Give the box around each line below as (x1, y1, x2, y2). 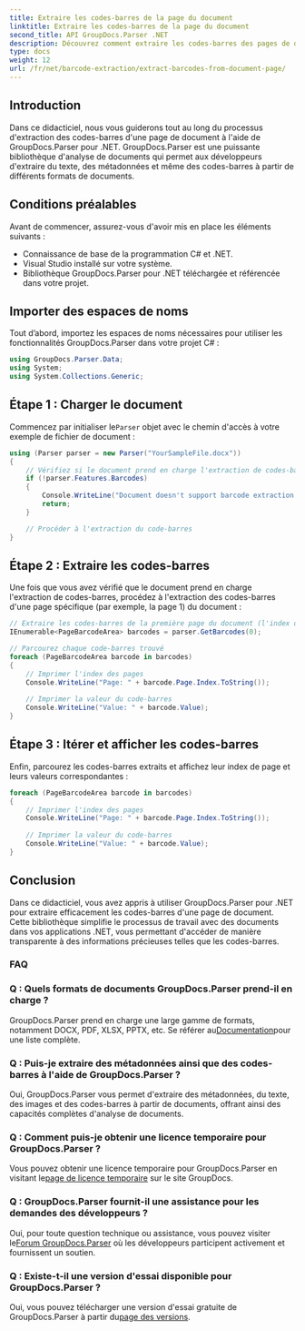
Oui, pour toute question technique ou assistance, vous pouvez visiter (9, 1227, 271, 1238)
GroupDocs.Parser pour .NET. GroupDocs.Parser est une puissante (9, 141, 261, 152)
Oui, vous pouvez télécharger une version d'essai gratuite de (9, 1301, 238, 1312)
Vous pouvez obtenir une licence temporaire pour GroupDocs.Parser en (9, 1163, 278, 1174)
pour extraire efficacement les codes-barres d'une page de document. (9, 907, 274, 918)
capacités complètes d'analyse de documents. (9, 1108, 184, 1120)
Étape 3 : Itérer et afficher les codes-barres (9, 737, 259, 752)
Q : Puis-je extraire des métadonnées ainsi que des (9, 1057, 239, 1070)
